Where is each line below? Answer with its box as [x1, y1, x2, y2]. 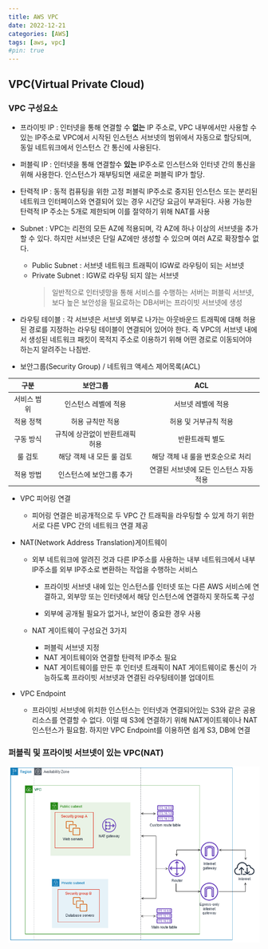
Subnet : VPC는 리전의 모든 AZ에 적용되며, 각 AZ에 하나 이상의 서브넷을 [19, 223, 244, 233]
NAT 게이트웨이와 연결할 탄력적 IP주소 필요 [43, 653, 177, 663]
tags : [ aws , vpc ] [8, 38, 66, 46]
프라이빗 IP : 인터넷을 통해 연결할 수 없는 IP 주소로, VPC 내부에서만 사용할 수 [19, 122, 257, 132]
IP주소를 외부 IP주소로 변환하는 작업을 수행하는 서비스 [31, 565, 198, 575]
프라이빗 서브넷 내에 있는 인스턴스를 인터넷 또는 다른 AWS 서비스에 [43, 582, 251, 591]
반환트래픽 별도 [178, 434, 226, 444]
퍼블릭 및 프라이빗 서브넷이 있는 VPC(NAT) [8, 747, 164, 758]
